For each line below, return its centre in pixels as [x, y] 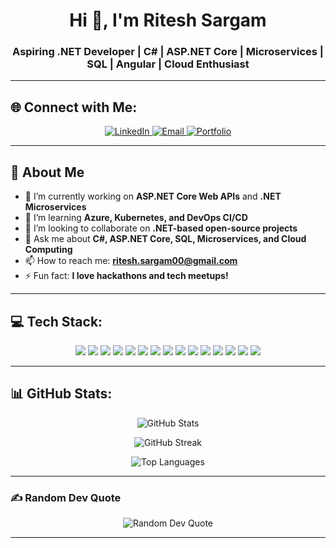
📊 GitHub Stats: [61, 394]
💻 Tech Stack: [56, 321]
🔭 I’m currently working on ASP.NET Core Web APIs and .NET [153, 196]
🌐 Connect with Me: [74, 107]
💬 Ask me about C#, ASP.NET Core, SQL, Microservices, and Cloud [165, 239]
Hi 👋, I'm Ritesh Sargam [168, 20]
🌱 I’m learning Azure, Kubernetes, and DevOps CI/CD [136, 218]
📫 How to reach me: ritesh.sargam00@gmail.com [131, 261]
